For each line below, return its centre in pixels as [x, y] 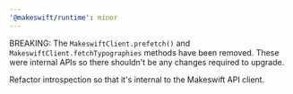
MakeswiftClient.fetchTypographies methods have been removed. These [144, 52]
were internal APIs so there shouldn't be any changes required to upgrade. [147, 62]
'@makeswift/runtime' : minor [64, 17]
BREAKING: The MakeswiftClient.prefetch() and [100, 43]
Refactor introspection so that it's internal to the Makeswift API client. [137, 79]
